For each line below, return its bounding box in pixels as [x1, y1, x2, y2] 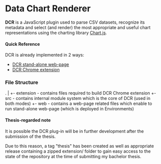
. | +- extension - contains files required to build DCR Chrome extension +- [5, 90, 156, 96]
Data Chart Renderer [5, 3, 91, 14]
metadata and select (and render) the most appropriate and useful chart [5, 24, 151, 30]
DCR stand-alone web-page [12, 62, 69, 67]
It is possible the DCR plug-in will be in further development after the [5, 128, 144, 134]
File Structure [5, 79, 38, 86]
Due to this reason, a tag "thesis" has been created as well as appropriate [5, 143, 154, 149]
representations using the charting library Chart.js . [5, 30, 107, 35]
